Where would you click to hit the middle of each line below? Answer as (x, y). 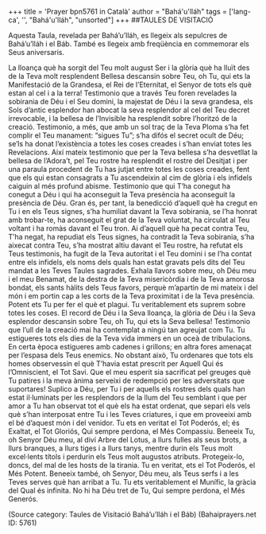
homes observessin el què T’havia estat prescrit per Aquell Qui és (116, 364)
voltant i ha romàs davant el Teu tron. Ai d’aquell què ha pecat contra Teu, (129, 228)
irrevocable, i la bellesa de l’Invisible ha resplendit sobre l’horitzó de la (123, 118)
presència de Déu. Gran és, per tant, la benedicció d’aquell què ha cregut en (133, 203)
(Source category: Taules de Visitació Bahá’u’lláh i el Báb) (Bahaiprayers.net (132, 514)
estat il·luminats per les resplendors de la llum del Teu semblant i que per (128, 398)
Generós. (23, 499)
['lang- (240, 12)
